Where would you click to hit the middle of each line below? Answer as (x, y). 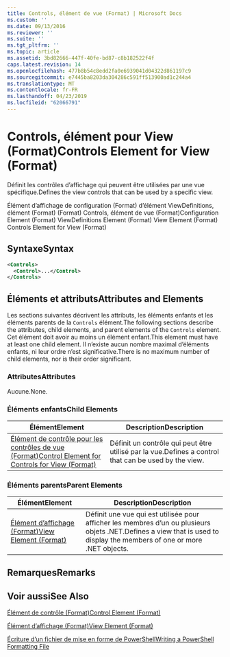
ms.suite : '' (26, 39)
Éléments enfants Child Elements (63, 409)
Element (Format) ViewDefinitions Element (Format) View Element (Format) (113, 219)
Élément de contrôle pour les (57, 438)
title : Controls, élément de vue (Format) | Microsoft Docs (95, 13)
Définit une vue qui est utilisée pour (142, 514)
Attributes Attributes (41, 377)
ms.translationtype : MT (41, 84)
